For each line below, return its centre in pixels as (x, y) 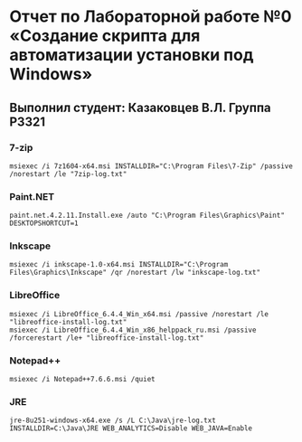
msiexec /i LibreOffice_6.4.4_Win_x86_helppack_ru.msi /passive (133, 330)
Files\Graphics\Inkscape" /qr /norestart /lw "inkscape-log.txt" (135, 273)
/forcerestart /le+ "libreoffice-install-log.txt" (107, 338)
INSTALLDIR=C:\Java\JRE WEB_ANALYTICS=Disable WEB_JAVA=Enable (131, 428)
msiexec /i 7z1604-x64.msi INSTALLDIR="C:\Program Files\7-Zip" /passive (151, 166)
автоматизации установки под (132, 55)
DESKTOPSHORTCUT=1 (44, 223)
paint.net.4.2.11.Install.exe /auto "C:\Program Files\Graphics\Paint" (147, 216)
